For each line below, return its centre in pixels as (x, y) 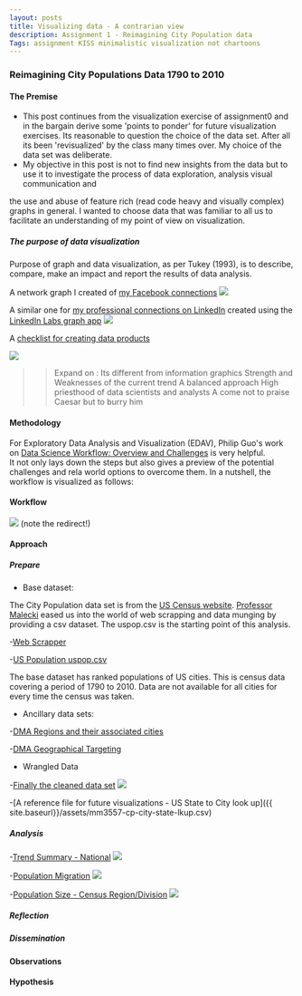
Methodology (35, 422)
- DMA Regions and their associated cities (87, 731)
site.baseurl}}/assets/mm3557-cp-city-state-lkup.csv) (111, 813)
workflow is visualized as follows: (71, 481)
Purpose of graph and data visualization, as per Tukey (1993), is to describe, (151, 265)
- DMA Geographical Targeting (66, 749)
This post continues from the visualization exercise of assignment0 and (156, 116)
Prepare (25, 565)
